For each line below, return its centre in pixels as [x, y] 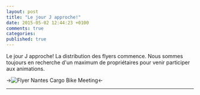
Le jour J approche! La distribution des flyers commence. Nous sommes [95, 56]
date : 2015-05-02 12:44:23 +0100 [48, 23]
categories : [21, 34]
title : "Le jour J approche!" [44, 17]
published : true [26, 39]
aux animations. [26, 69]
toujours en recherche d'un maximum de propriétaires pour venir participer [98, 62]
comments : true [25, 28]
